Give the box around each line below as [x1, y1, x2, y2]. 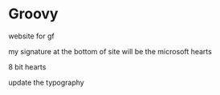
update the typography [8, 77, 84, 87]
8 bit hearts [8, 61, 47, 72]
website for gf [8, 31, 55, 41]
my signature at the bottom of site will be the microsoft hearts [8, 46, 213, 56]
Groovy [8, 5, 59, 23]
